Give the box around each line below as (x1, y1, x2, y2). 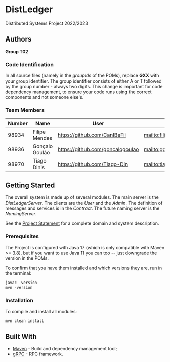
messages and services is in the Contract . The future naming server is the (5, 205, 160, 211)
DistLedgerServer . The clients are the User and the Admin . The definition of (5, 200, 163, 206)
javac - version (5, 280, 37, 286)
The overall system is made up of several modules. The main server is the (5, 194, 159, 200)
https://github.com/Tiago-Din (57, 160, 128, 168)
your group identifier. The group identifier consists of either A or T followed (5, 78, 162, 84)
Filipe (32, 128, 46, 135)
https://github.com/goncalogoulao (57, 146, 139, 153)
